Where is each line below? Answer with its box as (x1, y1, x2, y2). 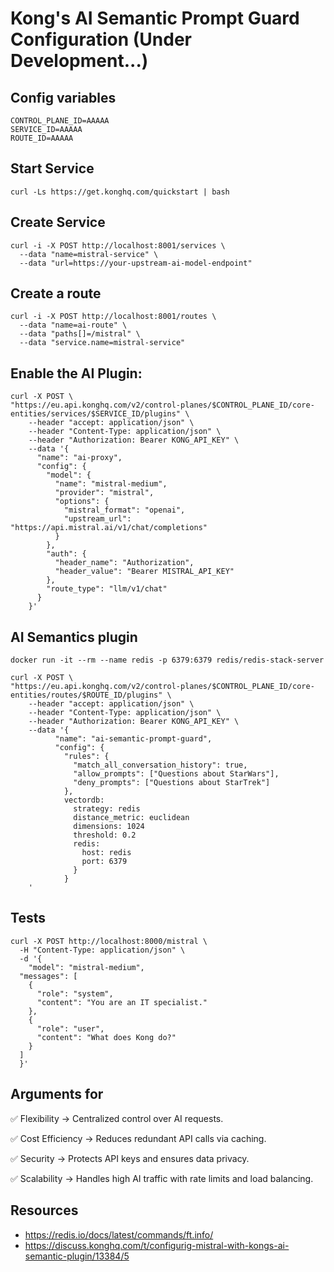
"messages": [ (19, 971, 78, 981)
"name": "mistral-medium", (54, 479, 168, 489)
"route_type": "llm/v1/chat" (46, 584, 168, 594)
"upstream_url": (63, 514, 132, 524)
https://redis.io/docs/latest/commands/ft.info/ (24, 1228, 214, 1241)
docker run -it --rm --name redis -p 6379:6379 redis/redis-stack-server (10, 655, 325, 666)
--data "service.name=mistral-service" (19, 338, 186, 348)
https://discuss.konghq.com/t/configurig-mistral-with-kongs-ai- (24, 1239, 290, 1251)
